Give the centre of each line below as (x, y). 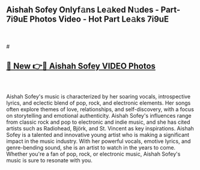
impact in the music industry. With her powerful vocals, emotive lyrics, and (98, 141)
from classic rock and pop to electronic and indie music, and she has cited (98, 122)
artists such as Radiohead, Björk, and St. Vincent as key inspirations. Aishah (100, 128)
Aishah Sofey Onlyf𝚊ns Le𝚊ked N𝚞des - (83, 10)
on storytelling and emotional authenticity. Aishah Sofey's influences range (99, 115)
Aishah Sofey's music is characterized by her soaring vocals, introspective (98, 96)
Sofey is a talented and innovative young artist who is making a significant (98, 135)
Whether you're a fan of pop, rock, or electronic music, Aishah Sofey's (93, 154)
